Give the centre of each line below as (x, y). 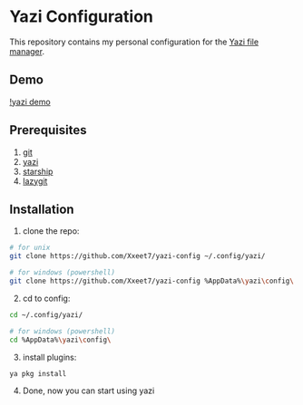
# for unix (30, 248)
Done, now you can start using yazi (88, 391)
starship (38, 171)
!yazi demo (30, 101)
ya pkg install (38, 373)
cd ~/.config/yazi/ (46, 314)
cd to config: (46, 298)
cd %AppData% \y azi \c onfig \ (60, 340)
